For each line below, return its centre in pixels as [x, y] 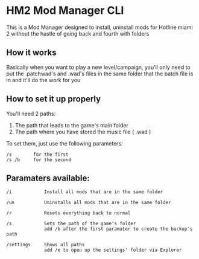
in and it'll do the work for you [43, 80]
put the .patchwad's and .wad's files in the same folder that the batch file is [100, 74]
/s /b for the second [39, 160]
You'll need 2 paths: [31, 114]
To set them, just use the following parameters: [65, 143]
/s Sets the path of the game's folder [71, 224]
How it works [31, 53]
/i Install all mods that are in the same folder [85, 192]
